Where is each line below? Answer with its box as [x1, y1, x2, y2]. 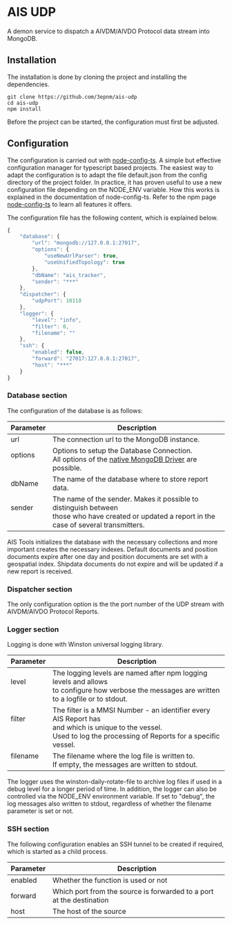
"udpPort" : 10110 [32, 298, 81, 305]
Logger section [7, 624, 59, 634]
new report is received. [7, 567, 73, 575]
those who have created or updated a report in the [52, 511, 215, 521]
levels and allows [52, 677, 108, 687]
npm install [7, 105, 41, 113]
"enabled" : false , [32, 349, 85, 356]
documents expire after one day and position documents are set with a [7, 552, 209, 560]
